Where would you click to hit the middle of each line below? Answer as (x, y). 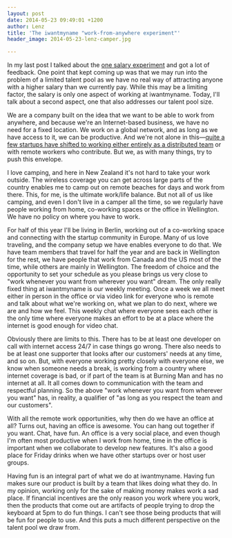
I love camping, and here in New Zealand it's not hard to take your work (109, 173)
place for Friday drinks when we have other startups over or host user (106, 455)
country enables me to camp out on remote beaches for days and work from (116, 187)
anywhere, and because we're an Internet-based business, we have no (108, 122)
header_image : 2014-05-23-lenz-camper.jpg (69, 39)
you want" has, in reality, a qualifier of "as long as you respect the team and (115, 398)
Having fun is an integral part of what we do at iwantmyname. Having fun (111, 476)
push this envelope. (35, 159)
